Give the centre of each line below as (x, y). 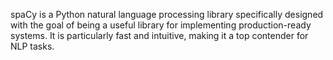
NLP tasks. (32, 46)
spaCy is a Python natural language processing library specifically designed (167, 14)
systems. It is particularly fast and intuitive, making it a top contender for (159, 35)
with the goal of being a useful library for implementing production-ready (161, 25)
